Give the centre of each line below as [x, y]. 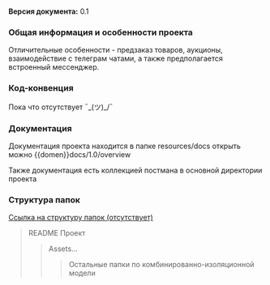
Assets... [63, 249]
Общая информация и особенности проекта [101, 32]
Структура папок [45, 200]
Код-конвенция [41, 88]
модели [82, 273]
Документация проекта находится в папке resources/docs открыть [125, 146]
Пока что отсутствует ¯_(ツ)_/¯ [61, 107]
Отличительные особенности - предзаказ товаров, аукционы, [116, 50]
